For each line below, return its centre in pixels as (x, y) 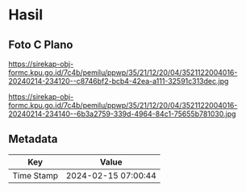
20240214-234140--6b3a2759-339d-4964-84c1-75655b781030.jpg (122, 114)
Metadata (33, 139)
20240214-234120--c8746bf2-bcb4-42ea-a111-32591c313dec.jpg (119, 81)
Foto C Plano (41, 45)
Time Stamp (35, 175)
